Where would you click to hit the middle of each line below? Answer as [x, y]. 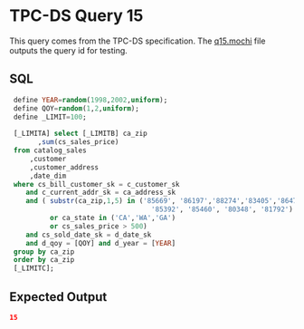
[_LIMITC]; [33, 268]
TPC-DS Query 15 [76, 16]
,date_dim [48, 176]
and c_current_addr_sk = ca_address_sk [101, 193]
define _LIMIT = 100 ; [50, 117]
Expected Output [58, 297]
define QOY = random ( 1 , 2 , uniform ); [76, 108]
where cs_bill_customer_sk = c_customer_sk [96, 184]
